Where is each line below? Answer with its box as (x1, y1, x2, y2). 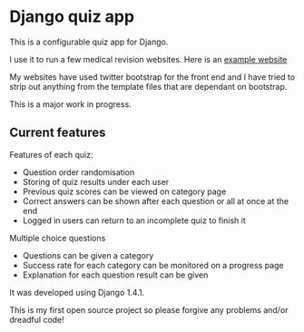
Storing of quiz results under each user (22, 176, 170, 187)
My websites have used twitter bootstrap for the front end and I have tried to (9, 71, 296, 83)
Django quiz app (9, 6, 134, 27)
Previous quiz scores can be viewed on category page (22, 186, 227, 197)
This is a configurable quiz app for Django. (9, 36, 169, 47)
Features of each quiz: (9, 149, 93, 160)
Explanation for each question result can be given (22, 269, 209, 280)
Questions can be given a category (22, 249, 154, 260)
